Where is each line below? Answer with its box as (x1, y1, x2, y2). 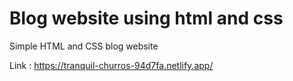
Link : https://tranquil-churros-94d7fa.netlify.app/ (9, 59, 214, 71)
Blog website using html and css (9, 7, 284, 30)
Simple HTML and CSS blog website (9, 40, 159, 52)
